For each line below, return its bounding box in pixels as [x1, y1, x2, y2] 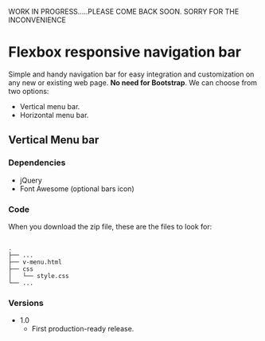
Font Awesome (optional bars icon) [19, 183, 134, 194]
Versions [8, 297, 44, 308]
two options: [8, 86, 49, 96]
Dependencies [8, 157, 66, 168]
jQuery [19, 175, 42, 185]
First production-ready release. [31, 324, 134, 334]
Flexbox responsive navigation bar [8, 43, 241, 61]
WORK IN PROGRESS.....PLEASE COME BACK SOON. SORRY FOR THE [8, 7, 240, 16]
